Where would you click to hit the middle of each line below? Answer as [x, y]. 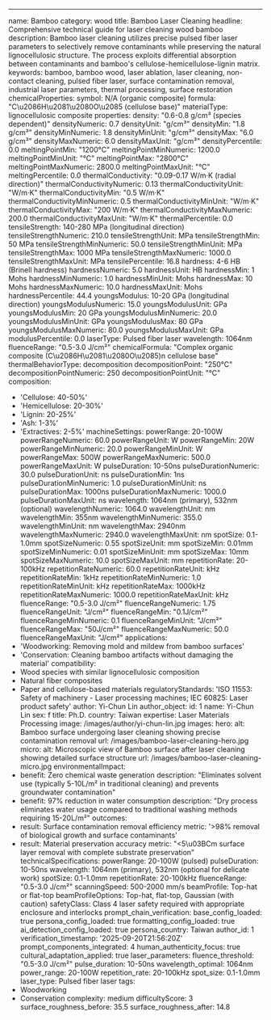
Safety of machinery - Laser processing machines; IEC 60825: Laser [134, 698]
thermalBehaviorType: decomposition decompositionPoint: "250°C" [121, 364]
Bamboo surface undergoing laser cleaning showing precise [120, 732]
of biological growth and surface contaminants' [98, 835]
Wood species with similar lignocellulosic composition [110, 672]
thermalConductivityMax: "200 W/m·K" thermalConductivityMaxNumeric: [130, 210]
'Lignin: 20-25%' [48, 414]
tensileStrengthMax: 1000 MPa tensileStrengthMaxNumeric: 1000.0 [120, 253]
